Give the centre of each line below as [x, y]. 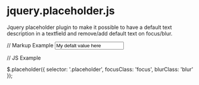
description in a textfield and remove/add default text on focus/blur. [90, 33]
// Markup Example [30, 45]
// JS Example [24, 58]
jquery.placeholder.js [61, 11]
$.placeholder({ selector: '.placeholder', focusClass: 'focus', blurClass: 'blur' [100, 69]
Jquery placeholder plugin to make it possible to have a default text [89, 27]
